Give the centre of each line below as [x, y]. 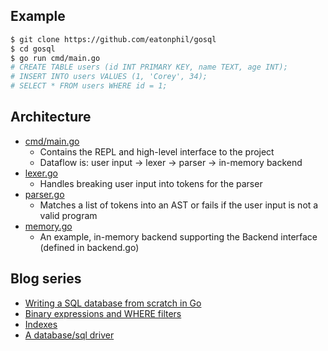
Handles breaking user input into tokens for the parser [151, 183]
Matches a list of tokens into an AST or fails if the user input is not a [179, 205]
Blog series [46, 279]
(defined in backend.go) [89, 247]
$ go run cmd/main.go [55, 58]
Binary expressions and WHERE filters [103, 313]
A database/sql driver [69, 335]
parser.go [44, 194]
